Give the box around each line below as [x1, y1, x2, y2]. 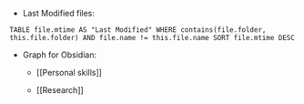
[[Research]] [35, 85, 84, 95]
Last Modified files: [22, 8, 96, 18]
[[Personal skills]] [35, 68, 103, 78]
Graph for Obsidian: [22, 49, 97, 60]
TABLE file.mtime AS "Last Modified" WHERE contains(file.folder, [9, 26, 267, 35]
